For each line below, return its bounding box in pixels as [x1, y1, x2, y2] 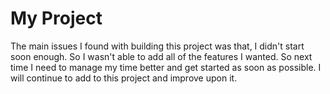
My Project [10, 7, 103, 30]
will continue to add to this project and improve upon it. [10, 72, 238, 84]
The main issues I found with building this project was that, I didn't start [10, 40, 305, 52]
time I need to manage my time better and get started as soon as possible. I [10, 61, 322, 73]
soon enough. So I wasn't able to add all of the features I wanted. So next [10, 50, 313, 62]
